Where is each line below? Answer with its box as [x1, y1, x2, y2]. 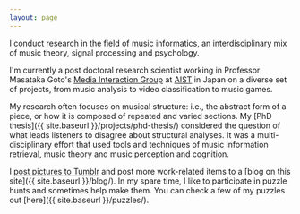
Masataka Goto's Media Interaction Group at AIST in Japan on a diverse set [9, 73, 287, 85]
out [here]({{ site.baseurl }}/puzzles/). [9, 194, 150, 205]
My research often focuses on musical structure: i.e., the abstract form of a [9, 100, 287, 112]
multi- [256, 129, 279, 140]
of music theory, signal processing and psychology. [9, 47, 200, 58]
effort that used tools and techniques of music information [53, 139, 269, 150]
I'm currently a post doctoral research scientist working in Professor [9, 64, 261, 75]
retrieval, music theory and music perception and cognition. [9, 149, 230, 159]
